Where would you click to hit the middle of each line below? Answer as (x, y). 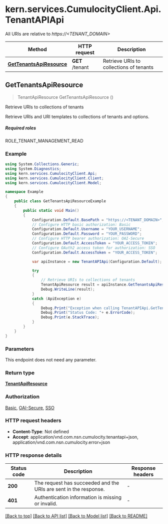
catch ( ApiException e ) (56, 299)
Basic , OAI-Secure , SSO (30, 408)
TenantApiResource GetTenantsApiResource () (65, 97)
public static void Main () (51, 210)
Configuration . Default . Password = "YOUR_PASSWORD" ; (87, 234)
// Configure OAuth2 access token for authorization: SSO (93, 248)
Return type (20, 372)
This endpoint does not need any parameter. (51, 359)
